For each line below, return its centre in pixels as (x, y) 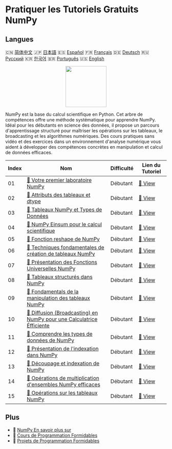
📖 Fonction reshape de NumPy (63, 239)
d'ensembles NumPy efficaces (64, 384)
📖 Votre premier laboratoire (59, 180)
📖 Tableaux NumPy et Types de (64, 210)
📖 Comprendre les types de (60, 334)
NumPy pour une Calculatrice (62, 319)
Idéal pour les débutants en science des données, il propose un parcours (82, 125)
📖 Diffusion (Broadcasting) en (62, 313)
